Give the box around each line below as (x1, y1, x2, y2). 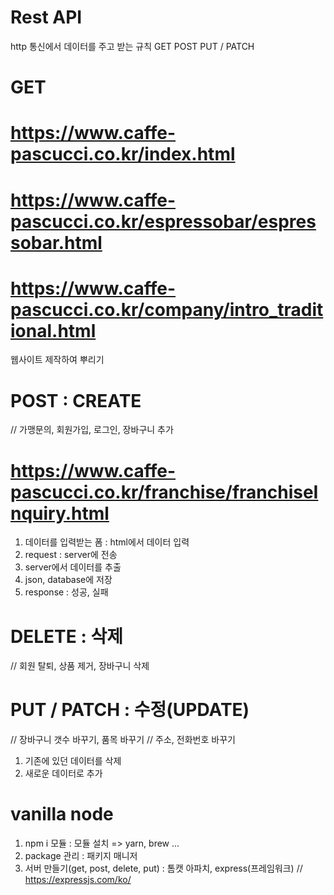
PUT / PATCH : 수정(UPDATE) (10, 699, 250, 721)
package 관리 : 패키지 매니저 (24, 850, 138, 862)
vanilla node (10, 803, 114, 826)
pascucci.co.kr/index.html (10, 143, 236, 166)
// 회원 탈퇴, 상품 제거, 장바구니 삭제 (10, 660, 150, 672)
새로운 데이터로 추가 (24, 767, 103, 780)
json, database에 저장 (24, 574, 113, 586)
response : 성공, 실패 (24, 586, 109, 598)
